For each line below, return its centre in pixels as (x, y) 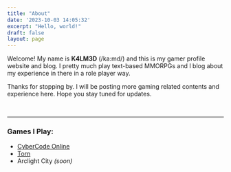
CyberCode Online (43, 147)
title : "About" (29, 13)
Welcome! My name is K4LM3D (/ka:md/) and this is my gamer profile (106, 58)
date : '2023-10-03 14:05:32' (49, 20)
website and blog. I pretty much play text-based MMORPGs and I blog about (115, 66)
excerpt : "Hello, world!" (44, 26)
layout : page (26, 39)
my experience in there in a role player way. (69, 74)
